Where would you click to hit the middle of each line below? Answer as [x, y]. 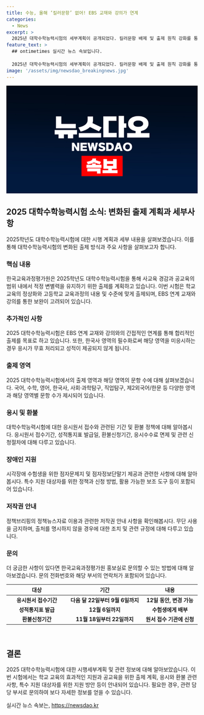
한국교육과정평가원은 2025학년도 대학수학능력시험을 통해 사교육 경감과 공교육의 [100, 279]
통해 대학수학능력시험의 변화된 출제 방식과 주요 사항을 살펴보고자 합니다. [91, 247]
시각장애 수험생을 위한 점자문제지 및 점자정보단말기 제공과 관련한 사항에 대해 [96, 474]
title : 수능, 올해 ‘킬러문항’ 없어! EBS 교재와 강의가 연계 [72, 13]
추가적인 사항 [24, 319]
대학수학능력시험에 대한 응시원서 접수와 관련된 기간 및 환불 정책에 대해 [89, 427]
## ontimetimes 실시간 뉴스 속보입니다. [57, 52]
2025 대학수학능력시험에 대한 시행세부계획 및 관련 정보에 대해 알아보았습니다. [98, 669]
